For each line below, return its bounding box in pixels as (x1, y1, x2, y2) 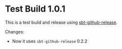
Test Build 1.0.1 (5, 3, 65, 15)
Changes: (5, 29, 24, 34)
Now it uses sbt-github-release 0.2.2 (12, 38, 88, 44)
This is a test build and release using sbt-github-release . (5, 19, 118, 25)
